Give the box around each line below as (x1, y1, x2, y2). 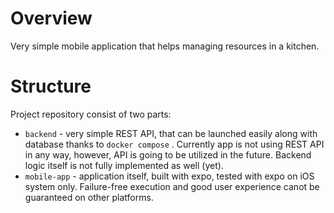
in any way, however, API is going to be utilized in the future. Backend (24, 148, 312, 161)
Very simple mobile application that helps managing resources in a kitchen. (10, 40, 320, 52)
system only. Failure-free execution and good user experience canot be (24, 180, 320, 192)
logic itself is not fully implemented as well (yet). (24, 159, 224, 171)
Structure (10, 75, 92, 98)
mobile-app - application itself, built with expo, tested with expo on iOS (24, 170, 315, 182)
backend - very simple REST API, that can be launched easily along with (24, 127, 318, 139)
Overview (10, 7, 93, 30)
